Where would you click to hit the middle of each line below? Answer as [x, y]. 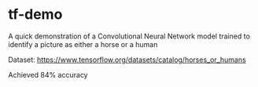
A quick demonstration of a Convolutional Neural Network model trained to [129, 36]
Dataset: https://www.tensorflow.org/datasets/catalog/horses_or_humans [127, 60]
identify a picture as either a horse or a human [83, 44]
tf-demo [35, 14]
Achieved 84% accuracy [48, 74]
